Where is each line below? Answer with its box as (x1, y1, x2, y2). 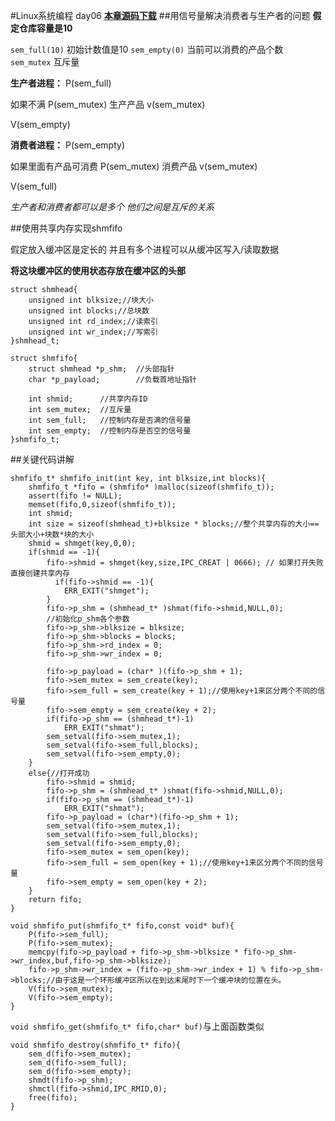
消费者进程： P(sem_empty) (10, 139, 126, 151)
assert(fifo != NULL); (28, 491, 123, 501)
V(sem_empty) (10, 119, 71, 130)
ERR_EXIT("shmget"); (63, 586, 150, 596)
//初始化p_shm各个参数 (46, 614, 130, 624)
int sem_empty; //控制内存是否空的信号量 (28, 426, 192, 436)
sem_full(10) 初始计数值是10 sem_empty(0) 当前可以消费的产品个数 (10, 44, 284, 55)
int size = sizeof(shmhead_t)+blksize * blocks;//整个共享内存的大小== (28, 519, 320, 529)
